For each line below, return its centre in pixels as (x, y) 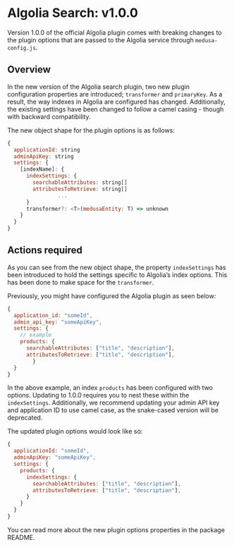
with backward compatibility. (49, 116)
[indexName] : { (42, 170)
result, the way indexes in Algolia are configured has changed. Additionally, (116, 102)
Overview (29, 69)
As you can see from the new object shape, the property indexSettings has (117, 267)
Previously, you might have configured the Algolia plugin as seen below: (112, 296)
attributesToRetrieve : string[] (80, 189)
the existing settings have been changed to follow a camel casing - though (116, 109)
